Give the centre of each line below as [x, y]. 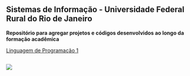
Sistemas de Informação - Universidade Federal [95, 10]
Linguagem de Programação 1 [42, 50]
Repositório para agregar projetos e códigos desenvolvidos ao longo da [95, 33]
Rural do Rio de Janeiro [49, 19]
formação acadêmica [33, 39]
